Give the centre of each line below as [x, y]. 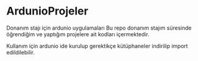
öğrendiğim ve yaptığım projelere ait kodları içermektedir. [78, 34]
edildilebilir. [21, 52]
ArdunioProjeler [47, 11]
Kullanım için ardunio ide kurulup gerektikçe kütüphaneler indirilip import [97, 46]
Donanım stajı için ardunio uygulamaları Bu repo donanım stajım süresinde [99, 28]
